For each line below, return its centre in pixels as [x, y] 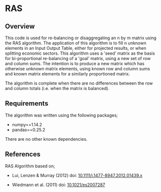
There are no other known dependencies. [46, 139]
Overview [20, 26]
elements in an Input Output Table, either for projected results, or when [76, 48]
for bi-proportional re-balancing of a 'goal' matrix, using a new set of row [78, 58]
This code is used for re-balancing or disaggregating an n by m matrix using [81, 38]
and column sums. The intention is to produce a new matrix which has [75, 64]
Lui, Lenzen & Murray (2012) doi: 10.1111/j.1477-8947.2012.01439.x [77, 175]
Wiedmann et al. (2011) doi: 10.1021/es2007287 [59, 185]
